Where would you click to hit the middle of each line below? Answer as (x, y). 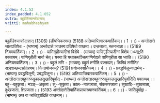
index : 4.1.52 (19, 9)
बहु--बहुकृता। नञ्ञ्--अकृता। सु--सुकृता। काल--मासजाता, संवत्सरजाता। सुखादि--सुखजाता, (78, 85)
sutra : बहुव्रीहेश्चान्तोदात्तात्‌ (25, 18)
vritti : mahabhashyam (27, 23)
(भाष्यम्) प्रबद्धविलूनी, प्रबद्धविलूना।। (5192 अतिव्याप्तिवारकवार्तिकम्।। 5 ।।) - (67, 74)
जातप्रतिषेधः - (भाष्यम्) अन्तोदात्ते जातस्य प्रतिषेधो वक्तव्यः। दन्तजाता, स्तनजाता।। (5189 (73, 46)
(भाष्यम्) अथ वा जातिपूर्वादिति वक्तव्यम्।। (36, 95)
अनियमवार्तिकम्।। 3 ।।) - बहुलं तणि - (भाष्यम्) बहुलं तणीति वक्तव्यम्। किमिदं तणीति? (72, 63)
